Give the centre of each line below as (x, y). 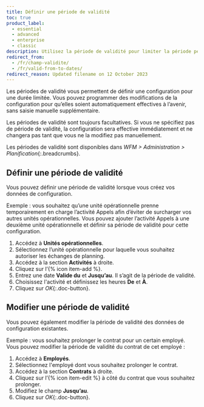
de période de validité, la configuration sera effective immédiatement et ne (100, 129)
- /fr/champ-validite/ (40, 63)
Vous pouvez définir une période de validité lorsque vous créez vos (90, 187)
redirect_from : (25, 57)
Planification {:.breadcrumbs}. (43, 154)
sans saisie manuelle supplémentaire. (53, 111)
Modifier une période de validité (68, 307)
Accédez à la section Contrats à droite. (64, 371)
